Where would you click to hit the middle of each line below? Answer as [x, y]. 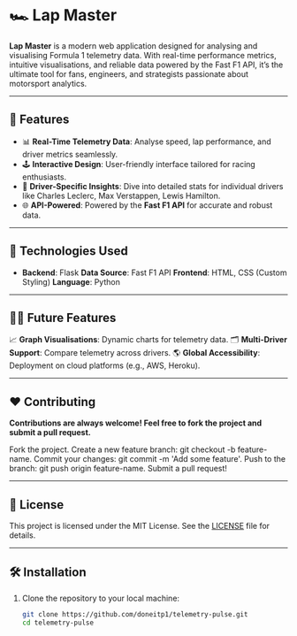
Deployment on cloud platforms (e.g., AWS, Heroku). [105, 365]
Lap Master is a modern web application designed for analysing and [133, 46]
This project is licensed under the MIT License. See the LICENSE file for [140, 526]
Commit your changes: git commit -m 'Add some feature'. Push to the [160, 459]
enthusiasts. [44, 177]
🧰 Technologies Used [69, 251]
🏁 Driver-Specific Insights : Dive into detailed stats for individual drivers [152, 186]
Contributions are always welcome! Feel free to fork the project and [136, 423]
